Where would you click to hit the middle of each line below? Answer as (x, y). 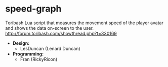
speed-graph (33, 9)
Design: (21, 43)
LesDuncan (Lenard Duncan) (50, 48)
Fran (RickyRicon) (39, 59)
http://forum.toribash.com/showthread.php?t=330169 (61, 33)
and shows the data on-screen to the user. (50, 28)
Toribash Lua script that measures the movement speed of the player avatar (84, 23)
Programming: (28, 54)
